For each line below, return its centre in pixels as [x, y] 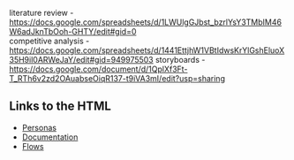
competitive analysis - [49, 41]
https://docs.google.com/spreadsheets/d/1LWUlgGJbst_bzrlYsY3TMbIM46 [146, 22]
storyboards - [180, 60]
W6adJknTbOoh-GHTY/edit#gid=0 [73, 31]
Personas [39, 127]
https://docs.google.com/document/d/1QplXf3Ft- [98, 69]
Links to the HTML [60, 107]
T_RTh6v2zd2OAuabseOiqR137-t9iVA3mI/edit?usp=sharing [117, 78]
